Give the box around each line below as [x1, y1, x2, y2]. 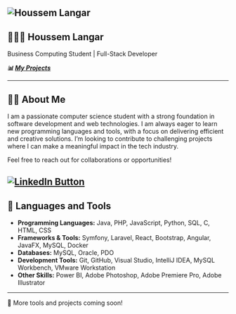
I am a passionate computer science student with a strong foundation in [7, 112, 215, 120]
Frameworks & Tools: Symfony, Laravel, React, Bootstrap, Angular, [17, 234, 211, 242]
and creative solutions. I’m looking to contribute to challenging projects [7, 134, 213, 143]
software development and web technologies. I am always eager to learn [7, 120, 218, 128]
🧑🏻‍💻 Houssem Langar [7, 31, 104, 43]
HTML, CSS [17, 226, 51, 234]
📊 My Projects [7, 64, 51, 73]
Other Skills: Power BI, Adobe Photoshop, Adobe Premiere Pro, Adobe [17, 271, 222, 280]
